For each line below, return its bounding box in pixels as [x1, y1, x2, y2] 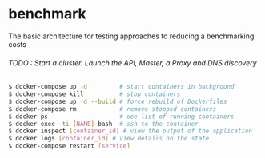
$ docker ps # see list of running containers [8, 113, 235, 120]
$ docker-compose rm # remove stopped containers [8, 105, 217, 113]
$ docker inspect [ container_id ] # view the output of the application [8, 127, 252, 136]
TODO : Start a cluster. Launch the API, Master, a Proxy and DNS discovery [8, 57, 258, 68]
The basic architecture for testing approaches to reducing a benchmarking [8, 31, 255, 41]
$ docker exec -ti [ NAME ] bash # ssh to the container [8, 120, 199, 128]
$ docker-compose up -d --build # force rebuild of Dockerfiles [8, 97, 227, 105]
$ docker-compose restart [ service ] [8, 142, 130, 150]
